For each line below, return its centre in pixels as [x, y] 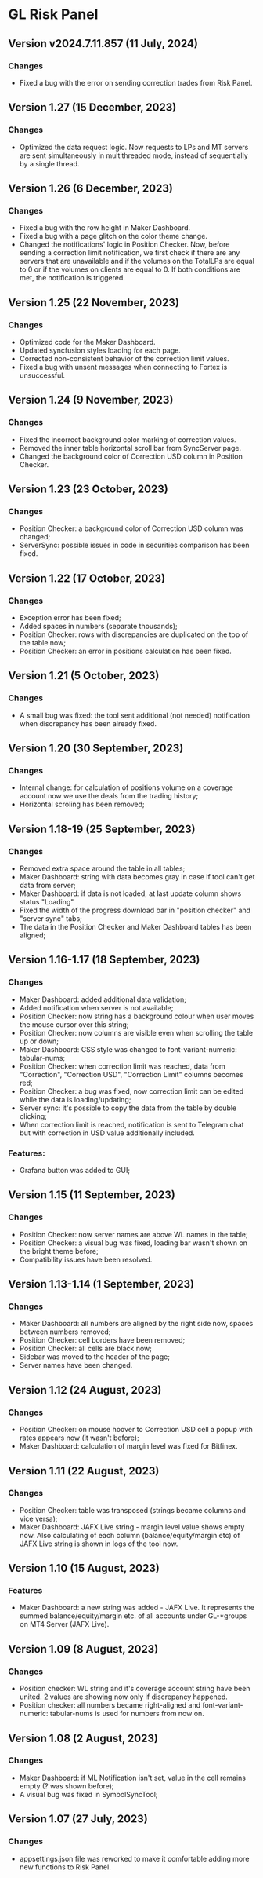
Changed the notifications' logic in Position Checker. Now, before [124, 244]
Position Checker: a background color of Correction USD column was [131, 528]
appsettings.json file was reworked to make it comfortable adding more [134, 1858]
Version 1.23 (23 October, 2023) [88, 490]
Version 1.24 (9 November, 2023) [91, 400]
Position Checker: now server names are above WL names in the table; [133, 1234]
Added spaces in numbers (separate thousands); [98, 626]
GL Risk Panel [53, 15]
